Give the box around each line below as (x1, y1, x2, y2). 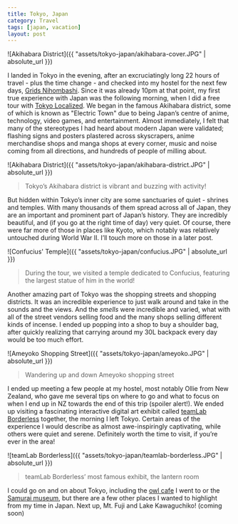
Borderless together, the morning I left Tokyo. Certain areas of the (7, 414, 201, 424)
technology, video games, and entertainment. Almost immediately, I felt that (7, 117, 229, 125)
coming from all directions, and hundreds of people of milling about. (7, 147, 207, 155)
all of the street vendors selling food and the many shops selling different (7, 313, 222, 321)
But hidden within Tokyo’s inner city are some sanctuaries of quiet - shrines (7, 196, 229, 204)
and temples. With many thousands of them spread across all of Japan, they (7, 204, 232, 212)
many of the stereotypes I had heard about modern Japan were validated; (7, 124, 224, 132)
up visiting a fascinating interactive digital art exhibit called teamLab (7, 407, 207, 416)
